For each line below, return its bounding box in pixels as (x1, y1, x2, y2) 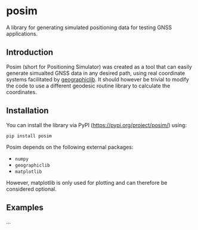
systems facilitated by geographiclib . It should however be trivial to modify (6, 75, 190, 83)
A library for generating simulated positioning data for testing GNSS (6, 24, 172, 31)
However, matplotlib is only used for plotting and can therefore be (6, 179, 168, 186)
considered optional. (6, 185, 57, 193)
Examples (6, 202, 44, 212)
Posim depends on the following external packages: (6, 143, 134, 150)
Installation (6, 106, 49, 116)
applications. (6, 30, 38, 37)
